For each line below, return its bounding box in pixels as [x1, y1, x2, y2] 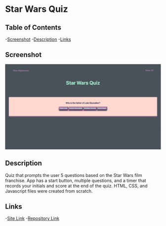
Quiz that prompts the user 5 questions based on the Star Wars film [5, 172, 142, 178]
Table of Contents [5, 23, 62, 32]
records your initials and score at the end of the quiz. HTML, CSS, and [5, 182, 148, 189]
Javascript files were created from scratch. [5, 188, 93, 194]
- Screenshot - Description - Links [5, 36, 71, 42]
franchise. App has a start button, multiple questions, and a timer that [5, 177, 147, 183]
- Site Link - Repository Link [5, 216, 60, 222]
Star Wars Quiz [5, 3, 68, 15]
